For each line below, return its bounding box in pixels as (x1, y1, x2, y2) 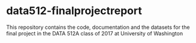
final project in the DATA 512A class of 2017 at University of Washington (6, 29, 183, 37)
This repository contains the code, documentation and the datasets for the (6, 24, 190, 31)
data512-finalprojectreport (6, 4, 142, 18)
